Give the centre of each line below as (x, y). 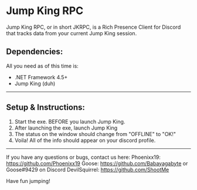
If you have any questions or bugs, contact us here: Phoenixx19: (84, 157)
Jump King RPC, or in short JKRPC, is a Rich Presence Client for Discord (94, 27)
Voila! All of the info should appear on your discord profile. (85, 140)
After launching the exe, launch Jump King (66, 128)
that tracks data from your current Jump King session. (72, 33)
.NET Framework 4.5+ (41, 77)
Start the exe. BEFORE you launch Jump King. (70, 121)
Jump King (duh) (35, 83)
